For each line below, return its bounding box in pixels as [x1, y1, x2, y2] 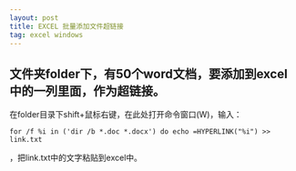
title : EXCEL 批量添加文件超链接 [9, 22, 125, 31]
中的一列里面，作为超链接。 [9, 83, 166, 98]
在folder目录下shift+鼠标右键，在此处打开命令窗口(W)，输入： [9, 109, 242, 120]
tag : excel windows [9, 30, 84, 39]
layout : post [9, 13, 59, 23]
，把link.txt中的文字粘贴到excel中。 [9, 152, 143, 164]
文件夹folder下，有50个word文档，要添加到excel [9, 65, 289, 82]
